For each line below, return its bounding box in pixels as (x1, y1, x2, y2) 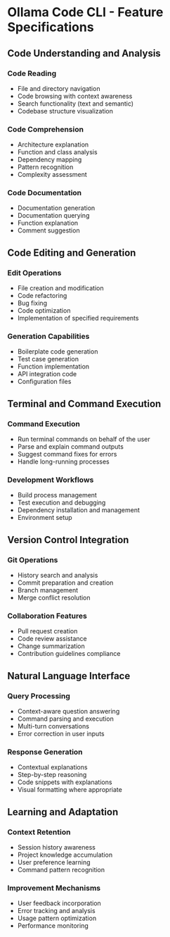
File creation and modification (17, 284, 104, 292)
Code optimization (17, 306, 71, 315)
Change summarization (17, 642, 86, 650)
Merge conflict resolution (17, 593, 91, 602)
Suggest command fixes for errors (17, 450, 117, 459)
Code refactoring (17, 292, 67, 300)
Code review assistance (17, 635, 87, 643)
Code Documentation (7, 188, 82, 198)
